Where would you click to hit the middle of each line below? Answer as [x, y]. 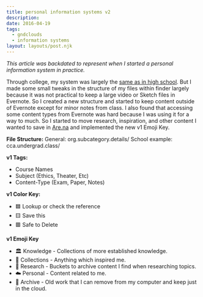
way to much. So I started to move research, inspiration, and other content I [102, 120]
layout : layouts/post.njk [39, 46]
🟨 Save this [30, 215]
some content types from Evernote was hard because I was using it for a [98, 114]
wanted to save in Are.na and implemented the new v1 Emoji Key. [88, 127]
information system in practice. [46, 70]
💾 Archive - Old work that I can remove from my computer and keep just [106, 282]
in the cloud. [31, 288]
